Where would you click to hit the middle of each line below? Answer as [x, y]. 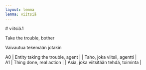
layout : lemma [20, 10]
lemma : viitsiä [21, 14]
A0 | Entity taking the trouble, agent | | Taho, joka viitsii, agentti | [71, 57]
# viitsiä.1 [14, 28]
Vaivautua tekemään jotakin [33, 47]
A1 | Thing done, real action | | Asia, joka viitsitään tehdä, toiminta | [73, 62]
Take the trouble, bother [30, 38]
